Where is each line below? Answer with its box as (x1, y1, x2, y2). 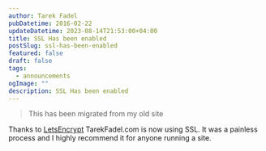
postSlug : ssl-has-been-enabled (8, 42, 118, 50)
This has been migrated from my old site (28, 109, 164, 119)
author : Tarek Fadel (8, 11, 79, 20)
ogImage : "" (8, 79, 49, 87)
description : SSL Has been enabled (8, 86, 129, 95)
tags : (8, 65, 27, 73)
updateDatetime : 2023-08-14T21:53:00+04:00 (8, 27, 158, 35)
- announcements (15, 72, 71, 80)
